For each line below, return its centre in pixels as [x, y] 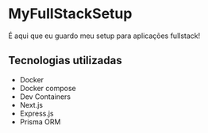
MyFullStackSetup [70, 14]
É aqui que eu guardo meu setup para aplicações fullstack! [104, 36]
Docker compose [48, 88]
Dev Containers [45, 97]
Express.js [37, 113]
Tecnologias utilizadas [65, 61]
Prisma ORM [40, 122]
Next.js [31, 104]
